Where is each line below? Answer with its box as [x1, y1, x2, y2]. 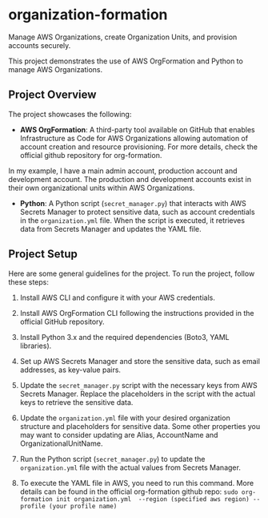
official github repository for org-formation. [19, 150, 162, 160]
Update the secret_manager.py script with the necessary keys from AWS [19, 380, 258, 390]
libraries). [19, 341, 52, 350]
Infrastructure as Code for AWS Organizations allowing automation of [19, 133, 249, 143]
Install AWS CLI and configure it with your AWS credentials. [19, 293, 216, 302]
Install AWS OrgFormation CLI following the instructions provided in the [19, 308, 254, 318]
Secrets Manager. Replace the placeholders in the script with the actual [19, 389, 256, 399]
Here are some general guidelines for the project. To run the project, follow [8, 269, 255, 278]
